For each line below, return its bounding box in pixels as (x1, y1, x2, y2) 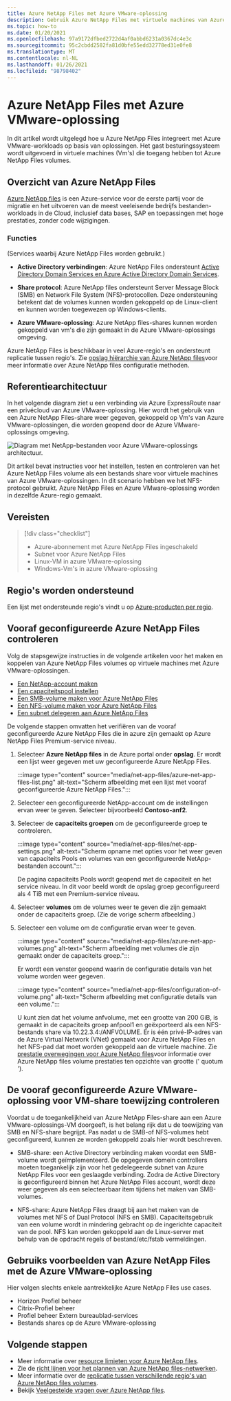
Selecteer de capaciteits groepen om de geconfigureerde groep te (16, 819, 208, 827)
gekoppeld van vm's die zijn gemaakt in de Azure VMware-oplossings (16, 326, 216, 334)
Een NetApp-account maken (16, 680, 98, 688)
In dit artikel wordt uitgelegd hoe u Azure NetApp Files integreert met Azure (7, 135, 221, 143)
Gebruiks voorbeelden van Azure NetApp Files (7, 1255, 211, 1266)
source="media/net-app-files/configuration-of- (87, 985, 221, 994)
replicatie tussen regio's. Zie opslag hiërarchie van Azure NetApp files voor (7, 353, 218, 361)
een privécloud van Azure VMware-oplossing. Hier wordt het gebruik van (7, 406, 214, 414)
